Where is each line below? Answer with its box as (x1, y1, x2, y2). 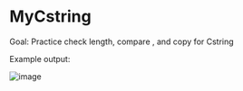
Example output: (9, 53, 71, 64)
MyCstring (9, 6, 92, 27)
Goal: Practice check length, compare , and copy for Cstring (9, 36, 234, 47)
